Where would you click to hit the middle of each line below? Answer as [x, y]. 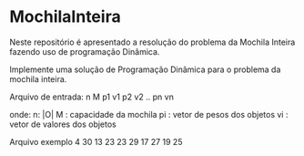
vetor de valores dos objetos [63, 124]
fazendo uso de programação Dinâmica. [85, 51]
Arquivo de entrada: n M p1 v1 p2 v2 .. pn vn [92, 97]
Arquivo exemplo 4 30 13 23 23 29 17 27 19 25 [96, 141]
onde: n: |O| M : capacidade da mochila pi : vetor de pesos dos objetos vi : [149, 114]
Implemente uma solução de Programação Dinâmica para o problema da [145, 69]
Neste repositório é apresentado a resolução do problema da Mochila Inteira [152, 42]
